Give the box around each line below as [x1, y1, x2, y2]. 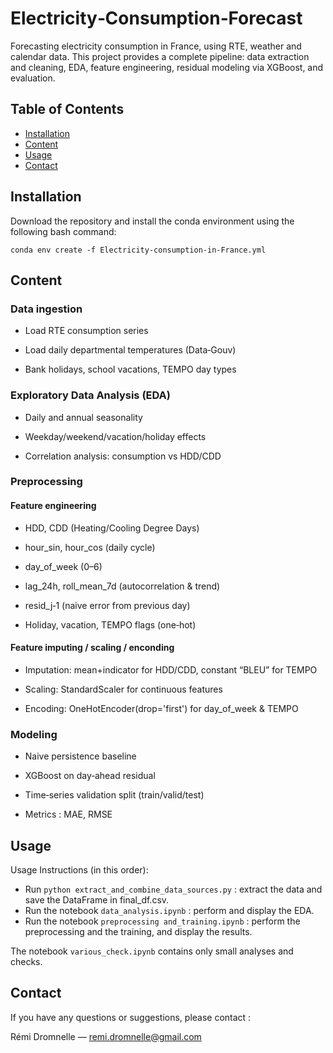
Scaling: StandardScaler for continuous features [24, 683, 223, 695]
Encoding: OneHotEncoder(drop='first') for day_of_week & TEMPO [24, 702, 299, 714]
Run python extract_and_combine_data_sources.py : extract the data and [24, 883, 323, 895]
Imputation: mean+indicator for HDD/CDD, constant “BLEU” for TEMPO [24, 663, 318, 676]
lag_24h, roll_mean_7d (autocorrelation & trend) [24, 580, 221, 592]
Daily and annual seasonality [24, 411, 143, 423]
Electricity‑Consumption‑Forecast [10, 7, 303, 30]
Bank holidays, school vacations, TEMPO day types [24, 363, 237, 376]
